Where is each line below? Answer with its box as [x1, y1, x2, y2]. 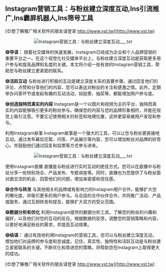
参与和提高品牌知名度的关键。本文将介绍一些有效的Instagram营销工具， [9, 61, 156, 67]
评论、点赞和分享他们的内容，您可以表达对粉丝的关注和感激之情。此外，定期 [5, 84, 161, 90]
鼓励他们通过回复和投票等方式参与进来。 [18, 142, 100, 148]
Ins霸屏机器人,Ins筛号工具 [14, 14, 94, 22]
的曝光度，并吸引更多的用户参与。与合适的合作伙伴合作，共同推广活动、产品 [5, 192, 161, 198]
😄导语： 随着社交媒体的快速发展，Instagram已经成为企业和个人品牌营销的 [5, 49, 157, 55]
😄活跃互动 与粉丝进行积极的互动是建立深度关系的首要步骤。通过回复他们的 [5, 78, 158, 84]
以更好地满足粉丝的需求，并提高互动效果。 [5, 222, 92, 227]
